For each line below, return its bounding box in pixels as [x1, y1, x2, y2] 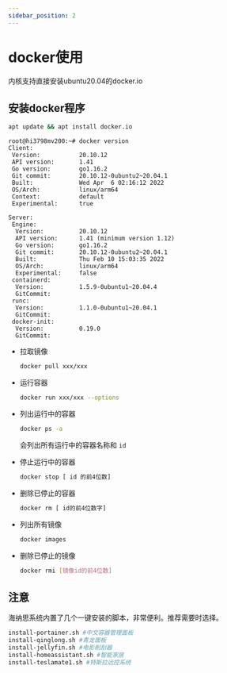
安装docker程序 [8, 101, 85, 115]
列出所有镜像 [19, 519, 62, 529]
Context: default [11, 193, 104, 201]
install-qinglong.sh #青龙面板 [8, 636, 107, 644]
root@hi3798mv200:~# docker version [8, 137, 129, 145]
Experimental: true [11, 200, 93, 208]
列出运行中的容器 [19, 410, 76, 418]
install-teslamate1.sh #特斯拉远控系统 [8, 658, 131, 667]
